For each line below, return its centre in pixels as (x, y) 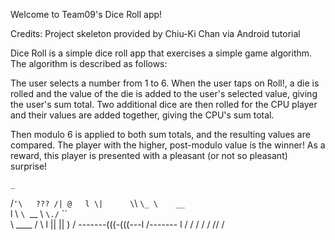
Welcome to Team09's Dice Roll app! (86, 14)
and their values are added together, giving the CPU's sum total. (142, 115)
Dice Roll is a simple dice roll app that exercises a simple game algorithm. (161, 53)
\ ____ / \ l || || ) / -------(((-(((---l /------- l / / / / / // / (117, 224)
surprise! (29, 166)
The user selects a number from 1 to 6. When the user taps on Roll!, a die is (165, 83)
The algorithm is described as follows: (89, 63)
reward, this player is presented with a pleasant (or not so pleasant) (149, 155)
